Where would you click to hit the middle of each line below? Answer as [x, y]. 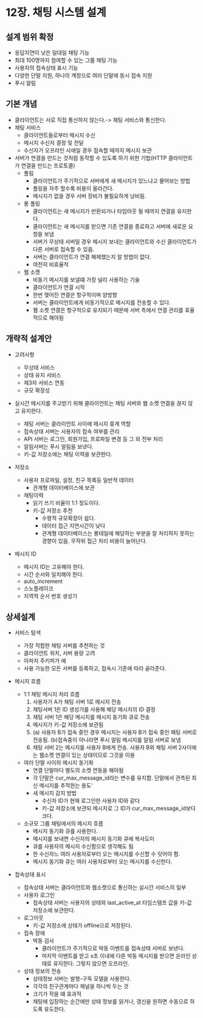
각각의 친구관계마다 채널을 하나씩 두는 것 [81, 986]
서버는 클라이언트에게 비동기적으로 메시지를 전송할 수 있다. [101, 302]
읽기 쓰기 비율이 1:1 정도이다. [67, 503]
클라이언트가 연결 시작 [59, 287]
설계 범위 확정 [30, 37]
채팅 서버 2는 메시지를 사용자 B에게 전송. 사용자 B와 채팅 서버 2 [107, 748]
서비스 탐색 [28, 633]
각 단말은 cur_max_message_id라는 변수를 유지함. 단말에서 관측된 [112, 778]
